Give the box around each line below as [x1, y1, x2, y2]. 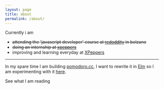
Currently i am [5, 30, 34, 36]
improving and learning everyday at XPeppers [12, 49, 105, 55]
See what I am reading [5, 78, 50, 84]
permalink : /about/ [5, 16, 45, 21]
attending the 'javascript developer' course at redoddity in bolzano [12, 39, 146, 45]
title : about [5, 12, 32, 17]
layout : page [5, 7, 32, 12]
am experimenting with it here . [5, 69, 66, 75]
